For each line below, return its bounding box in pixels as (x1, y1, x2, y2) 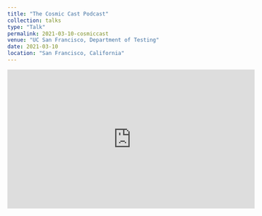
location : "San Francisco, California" (7, 50, 125, 57)
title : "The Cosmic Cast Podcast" (7, 10, 109, 18)
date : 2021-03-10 (7, 43, 59, 50)
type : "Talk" (7, 23, 46, 30)
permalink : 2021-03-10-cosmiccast (7, 30, 109, 37)
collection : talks (7, 17, 61, 24)
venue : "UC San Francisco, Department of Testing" (7, 37, 160, 44)
